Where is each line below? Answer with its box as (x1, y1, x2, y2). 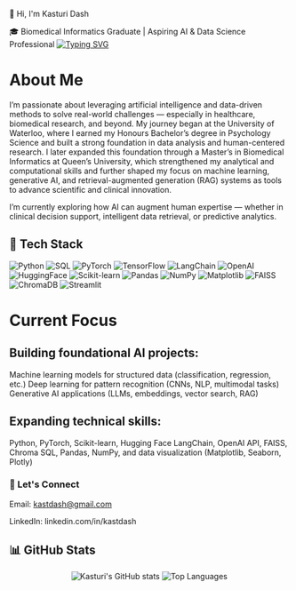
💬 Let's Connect (9, 478, 80, 490)
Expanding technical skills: (9, 414, 162, 429)
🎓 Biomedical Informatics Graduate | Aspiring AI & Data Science (9, 27, 246, 36)
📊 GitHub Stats (9, 543, 96, 558)
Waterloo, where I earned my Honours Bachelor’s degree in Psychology (9, 127, 271, 138)
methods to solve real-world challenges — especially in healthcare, (9, 108, 256, 119)
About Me (9, 70, 84, 91)
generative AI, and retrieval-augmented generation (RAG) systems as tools (9, 174, 283, 186)
